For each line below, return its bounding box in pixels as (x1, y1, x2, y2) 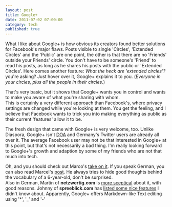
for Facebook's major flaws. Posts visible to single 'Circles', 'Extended (5, 46, 154, 52)
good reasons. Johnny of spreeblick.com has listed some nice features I (5, 185, 159, 192)
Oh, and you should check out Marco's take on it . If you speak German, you (5, 163, 165, 170)
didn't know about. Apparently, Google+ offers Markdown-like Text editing (5, 191, 162, 197)
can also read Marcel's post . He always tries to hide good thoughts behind (5, 169, 162, 175)
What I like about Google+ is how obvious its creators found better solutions (5, 41, 165, 47)
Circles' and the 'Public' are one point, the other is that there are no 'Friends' (5, 52, 167, 58)
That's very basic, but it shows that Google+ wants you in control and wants (5, 89, 166, 95)
